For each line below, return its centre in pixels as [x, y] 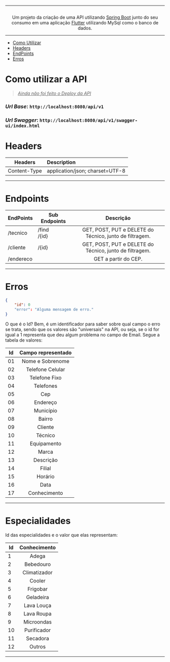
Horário [46, 476]
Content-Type [25, 171]
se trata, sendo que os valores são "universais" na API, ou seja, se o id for [82, 329]
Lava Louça [37, 606]
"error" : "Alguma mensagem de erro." [54, 310]
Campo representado [46, 353]
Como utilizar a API [46, 79]
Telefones [46, 386]
